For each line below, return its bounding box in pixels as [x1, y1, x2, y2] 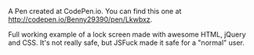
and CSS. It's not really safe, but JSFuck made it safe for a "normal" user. [8, 38, 245, 47]
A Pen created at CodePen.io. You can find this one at [8, 7, 182, 15]
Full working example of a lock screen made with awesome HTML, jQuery [8, 30, 246, 39]
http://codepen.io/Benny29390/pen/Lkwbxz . [8, 15, 153, 24]
